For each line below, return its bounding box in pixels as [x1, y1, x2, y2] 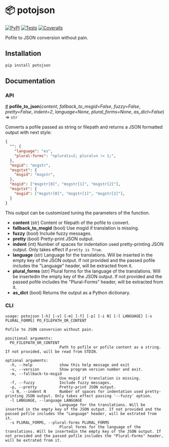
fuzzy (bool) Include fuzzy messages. [12, 230, 92, 236]
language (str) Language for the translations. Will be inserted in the [12, 252, 153, 258]
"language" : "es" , [14, 148, 53, 154]
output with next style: [5, 129, 52, 135]
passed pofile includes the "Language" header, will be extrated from [5, 411, 157, 416]
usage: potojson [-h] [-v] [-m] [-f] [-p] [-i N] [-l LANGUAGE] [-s [5, 313, 152, 319]
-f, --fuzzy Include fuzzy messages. [10, 380, 112, 385]
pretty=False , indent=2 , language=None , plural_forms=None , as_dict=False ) [5, 109, 164, 115]
